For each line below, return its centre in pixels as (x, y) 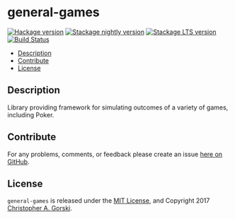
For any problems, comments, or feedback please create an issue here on (115, 154)
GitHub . (18, 161)
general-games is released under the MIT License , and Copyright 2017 (109, 201)
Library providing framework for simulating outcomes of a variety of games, (118, 107)
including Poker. (31, 114)
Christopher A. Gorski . (40, 208)
